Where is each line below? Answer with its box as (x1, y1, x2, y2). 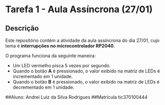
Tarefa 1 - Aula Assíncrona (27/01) (5, 4, 153, 15)
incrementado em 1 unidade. (12, 73, 73, 80)
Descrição (5, 24, 39, 33)
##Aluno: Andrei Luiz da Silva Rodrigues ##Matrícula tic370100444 (5, 94, 148, 100)
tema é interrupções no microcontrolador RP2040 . (5, 43, 115, 49)
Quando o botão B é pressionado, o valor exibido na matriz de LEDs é (12, 79, 160, 85)
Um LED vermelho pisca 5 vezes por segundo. (12, 63, 111, 68)
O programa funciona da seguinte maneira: (5, 52, 96, 59)
